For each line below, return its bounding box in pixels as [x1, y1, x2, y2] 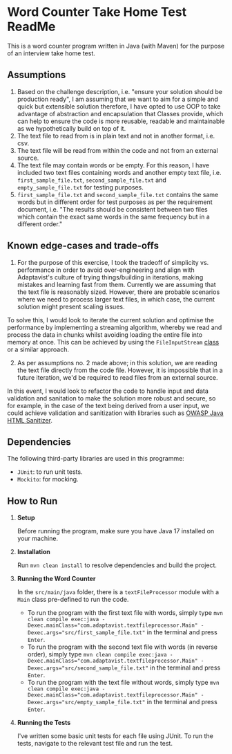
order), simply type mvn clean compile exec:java [27, 650, 167, 659]
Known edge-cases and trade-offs [7, 240, 159, 252]
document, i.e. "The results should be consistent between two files [17, 205, 209, 213]
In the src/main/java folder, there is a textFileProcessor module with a [17, 588, 220, 596]
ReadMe [7, 19, 56, 35]
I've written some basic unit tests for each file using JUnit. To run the [17, 732, 214, 740]
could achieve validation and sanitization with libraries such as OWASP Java [7, 409, 224, 417]
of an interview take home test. [7, 49, 95, 57]
